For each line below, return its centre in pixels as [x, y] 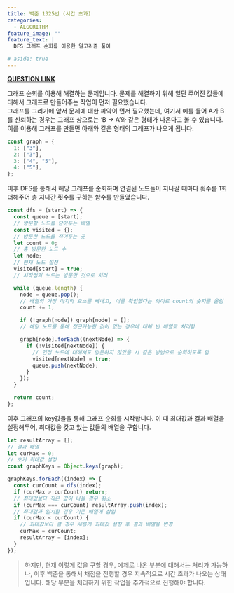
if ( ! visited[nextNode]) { [65, 346]
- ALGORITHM [31, 27]
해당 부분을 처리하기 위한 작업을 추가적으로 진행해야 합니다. [125, 582]
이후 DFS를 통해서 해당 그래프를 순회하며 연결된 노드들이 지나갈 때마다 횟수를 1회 [117, 188]
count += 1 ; [37, 308]
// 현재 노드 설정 [36, 263]
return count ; [34, 398]
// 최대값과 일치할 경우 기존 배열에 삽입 [64, 512]
